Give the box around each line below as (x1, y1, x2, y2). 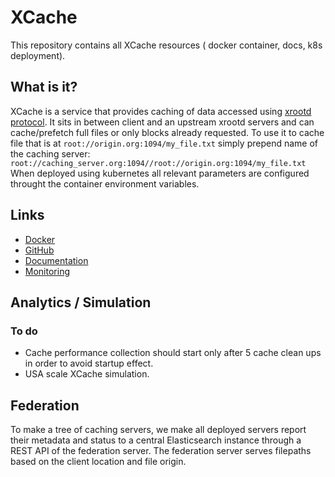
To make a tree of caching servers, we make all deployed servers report (10, 424, 307, 436)
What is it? (10, 79, 78, 96)
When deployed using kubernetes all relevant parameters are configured (10, 167, 310, 179)
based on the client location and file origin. (10, 456, 187, 468)
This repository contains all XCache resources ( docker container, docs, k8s (10, 39, 323, 51)
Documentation (24, 254, 89, 266)
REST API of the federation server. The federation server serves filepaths (10, 445, 312, 457)
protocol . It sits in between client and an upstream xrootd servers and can (10, 116, 315, 128)
